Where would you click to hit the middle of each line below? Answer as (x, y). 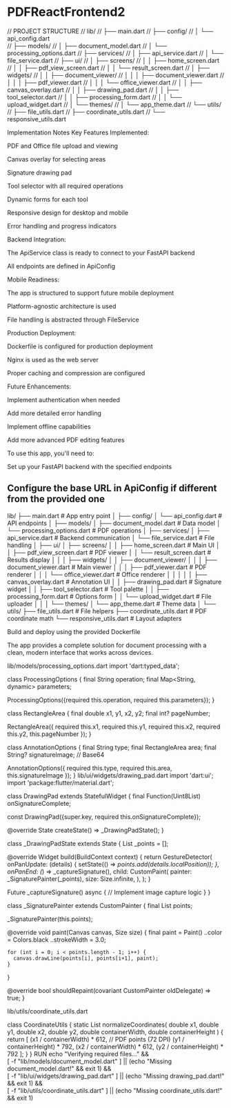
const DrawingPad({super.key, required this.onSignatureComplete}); (104, 817)
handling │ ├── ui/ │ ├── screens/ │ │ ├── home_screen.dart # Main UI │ (114, 545)
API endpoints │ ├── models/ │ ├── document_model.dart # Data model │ (114, 523)
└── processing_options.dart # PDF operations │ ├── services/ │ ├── (108, 530)
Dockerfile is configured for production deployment (80, 346)
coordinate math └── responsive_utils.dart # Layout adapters (94, 618)
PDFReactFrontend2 (66, 12)
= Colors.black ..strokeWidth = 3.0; (57, 940)
